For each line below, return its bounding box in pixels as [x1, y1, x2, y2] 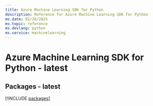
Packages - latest [5, 82, 61, 91]
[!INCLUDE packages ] [5, 96, 50, 101]
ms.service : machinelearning [5, 30, 66, 35]
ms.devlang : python [5, 26, 46, 31]
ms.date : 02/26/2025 [5, 16, 48, 21]
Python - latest [5, 63, 68, 74]
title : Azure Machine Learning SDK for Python [5, 7, 104, 12]
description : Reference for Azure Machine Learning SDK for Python [5, 12, 149, 17]
